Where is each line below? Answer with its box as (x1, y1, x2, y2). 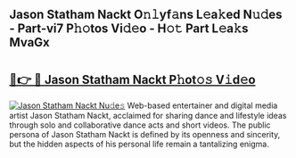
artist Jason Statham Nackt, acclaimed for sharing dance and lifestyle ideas (9, 111, 287, 121)
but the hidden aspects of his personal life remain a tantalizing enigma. (9, 138, 269, 149)
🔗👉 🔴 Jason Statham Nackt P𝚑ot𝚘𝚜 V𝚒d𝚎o (9, 71, 256, 87)
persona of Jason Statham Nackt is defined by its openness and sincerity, (9, 129, 281, 139)
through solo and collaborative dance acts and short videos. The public (9, 120, 271, 130)
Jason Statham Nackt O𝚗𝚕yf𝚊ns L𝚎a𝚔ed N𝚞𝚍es (9, 7, 283, 22)
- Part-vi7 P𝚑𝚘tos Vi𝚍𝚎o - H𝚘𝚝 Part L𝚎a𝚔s (9, 21, 249, 37)
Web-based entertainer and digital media (127, 100, 278, 111)
